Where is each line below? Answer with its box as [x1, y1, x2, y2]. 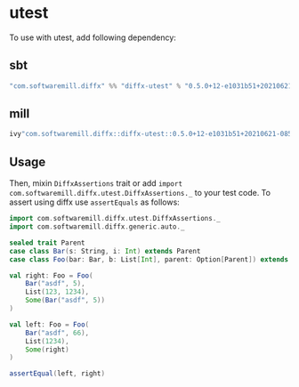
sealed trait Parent [9, 238, 86, 247]
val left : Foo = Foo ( [9, 319, 90, 329]
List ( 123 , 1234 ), [25, 287, 90, 296]
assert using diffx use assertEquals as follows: [9, 197, 180, 207]
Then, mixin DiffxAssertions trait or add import [9, 178, 183, 189]
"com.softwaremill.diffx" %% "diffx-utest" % [9, 81, 181, 91]
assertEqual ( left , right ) [9, 369, 105, 378]
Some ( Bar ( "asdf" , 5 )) [25, 296, 105, 305]
